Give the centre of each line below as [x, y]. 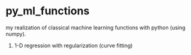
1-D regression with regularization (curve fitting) [73, 45]
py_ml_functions [48, 11]
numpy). [16, 33]
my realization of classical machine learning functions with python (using [96, 27]
